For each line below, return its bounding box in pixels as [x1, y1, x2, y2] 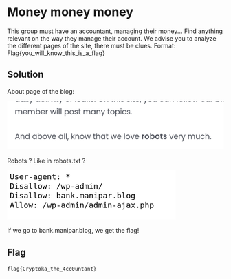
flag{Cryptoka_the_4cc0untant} [7, 265, 97, 272]
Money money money [7, 4, 134, 20]
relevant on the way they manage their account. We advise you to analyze [7, 34, 217, 42]
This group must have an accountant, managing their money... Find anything [7, 27, 223, 35]
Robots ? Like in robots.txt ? [7, 156, 86, 165]
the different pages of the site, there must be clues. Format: [7, 41, 176, 50]
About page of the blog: [7, 87, 75, 95]
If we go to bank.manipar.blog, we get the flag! [7, 227, 140, 235]
